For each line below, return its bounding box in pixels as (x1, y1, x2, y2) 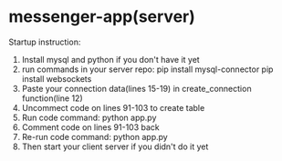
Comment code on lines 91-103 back (21, 121, 161, 133)
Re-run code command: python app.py (21, 131, 168, 142)
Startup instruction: (8, 36, 81, 47)
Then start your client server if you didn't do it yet (21, 141, 209, 152)
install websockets (21, 73, 92, 84)
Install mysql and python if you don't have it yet (21, 54, 200, 65)
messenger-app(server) (8, 6, 195, 27)
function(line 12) (21, 93, 83, 104)
